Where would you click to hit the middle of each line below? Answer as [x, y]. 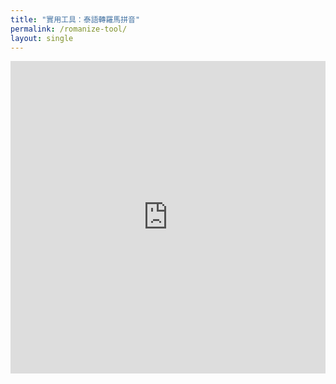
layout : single [42, 38]
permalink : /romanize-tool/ [69, 29]
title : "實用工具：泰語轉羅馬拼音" [75, 19]
